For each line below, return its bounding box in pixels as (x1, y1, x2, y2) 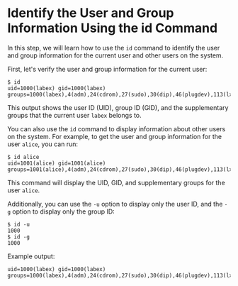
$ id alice (7, 153, 40, 160)
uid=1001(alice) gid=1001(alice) (7, 160, 106, 167)
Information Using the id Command (7, 20, 218, 36)
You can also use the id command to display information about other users (7, 124, 226, 133)
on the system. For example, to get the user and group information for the (7, 132, 222, 141)
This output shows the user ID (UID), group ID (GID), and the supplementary (7, 103, 229, 111)
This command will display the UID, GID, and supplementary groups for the (7, 178, 225, 187)
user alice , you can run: (7, 140, 79, 148)
